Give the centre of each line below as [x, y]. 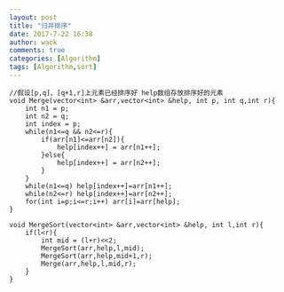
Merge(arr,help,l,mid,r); [89, 264]
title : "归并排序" [41, 26]
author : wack [33, 42]
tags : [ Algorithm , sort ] [53, 67]
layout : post [33, 17]
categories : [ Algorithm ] [55, 59]
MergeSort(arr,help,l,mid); [93, 248]
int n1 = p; [47, 108]
